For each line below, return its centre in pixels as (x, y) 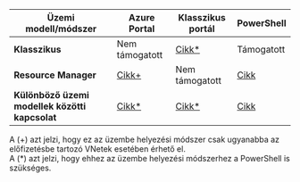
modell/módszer (61, 29)
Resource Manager (55, 75)
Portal (142, 29)
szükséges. (30, 168)
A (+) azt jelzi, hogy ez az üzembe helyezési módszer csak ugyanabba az (144, 139)
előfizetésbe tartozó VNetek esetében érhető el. (97, 149)
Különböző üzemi (51, 95)
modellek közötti (50, 106)
